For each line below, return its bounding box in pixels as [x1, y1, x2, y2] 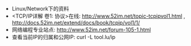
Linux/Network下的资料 [11, 5, 70, 12]
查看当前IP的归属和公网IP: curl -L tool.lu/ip [11, 34, 116, 40]
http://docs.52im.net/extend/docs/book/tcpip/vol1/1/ [11, 19, 140, 26]
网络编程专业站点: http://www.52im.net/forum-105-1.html [11, 26, 151, 33]
